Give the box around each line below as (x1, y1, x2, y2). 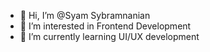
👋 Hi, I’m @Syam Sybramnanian (19, 10, 151, 21)
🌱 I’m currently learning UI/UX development (19, 31, 200, 42)
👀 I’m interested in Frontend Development (19, 20, 192, 32)
